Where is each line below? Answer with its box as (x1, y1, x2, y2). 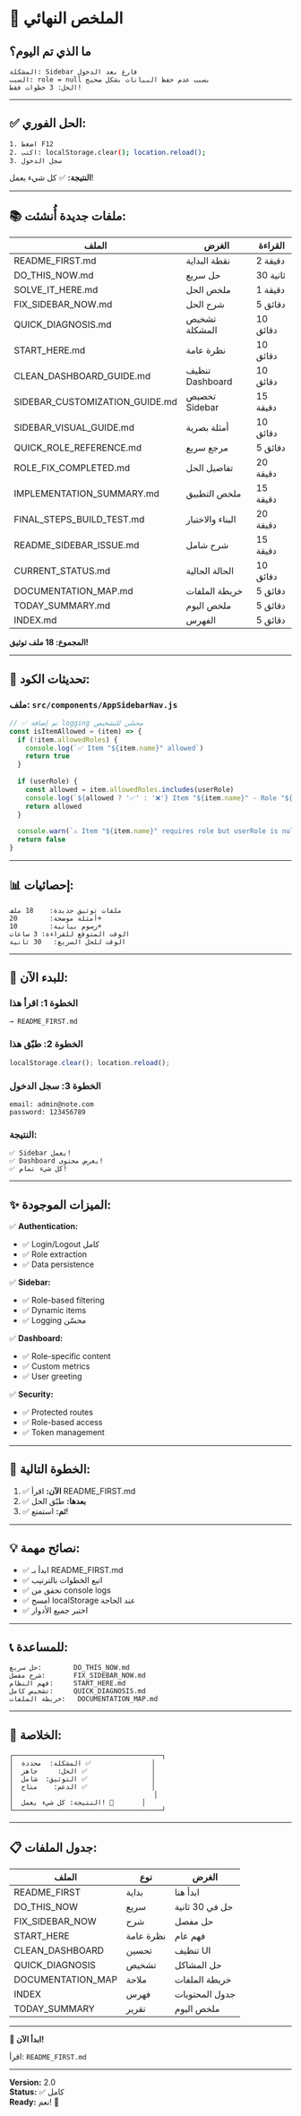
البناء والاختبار (185, 513, 236, 526)
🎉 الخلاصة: (9, 1727, 63, 1742)
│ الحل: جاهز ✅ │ (9, 1767, 156, 1776)
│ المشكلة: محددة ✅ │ (9, 1759, 156, 1768)
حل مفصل (174, 1915, 214, 1928)
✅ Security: (9, 1389, 54, 1400)
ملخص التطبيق (185, 487, 242, 500)
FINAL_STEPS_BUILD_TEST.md (13, 513, 145, 526)
